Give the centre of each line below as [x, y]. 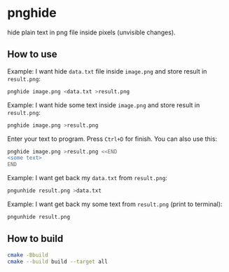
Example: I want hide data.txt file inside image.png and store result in [107, 71]
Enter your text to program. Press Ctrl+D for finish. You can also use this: [112, 139]
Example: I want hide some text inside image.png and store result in [104, 105]
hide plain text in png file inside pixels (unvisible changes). [92, 32]
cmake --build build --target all [58, 261]
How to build [35, 239]
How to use [32, 54]
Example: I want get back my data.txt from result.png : [88, 178]
